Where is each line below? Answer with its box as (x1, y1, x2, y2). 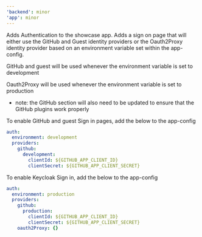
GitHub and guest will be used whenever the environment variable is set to (6, 62, 193, 70)
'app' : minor (6, 15, 40, 21)
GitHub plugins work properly (15, 105, 89, 112)
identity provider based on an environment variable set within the (6, 44, 170, 52)
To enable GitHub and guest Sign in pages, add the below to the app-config (6, 117, 196, 125)
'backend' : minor (6, 9, 50, 15)
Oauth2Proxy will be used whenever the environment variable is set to (6, 80, 182, 88)
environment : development (12, 134, 78, 140)
